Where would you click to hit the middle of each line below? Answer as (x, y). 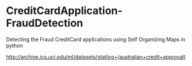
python (15, 46)
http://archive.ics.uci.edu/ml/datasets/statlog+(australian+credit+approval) (96, 57)
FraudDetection (45, 23)
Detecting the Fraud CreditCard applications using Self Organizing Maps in (96, 39)
